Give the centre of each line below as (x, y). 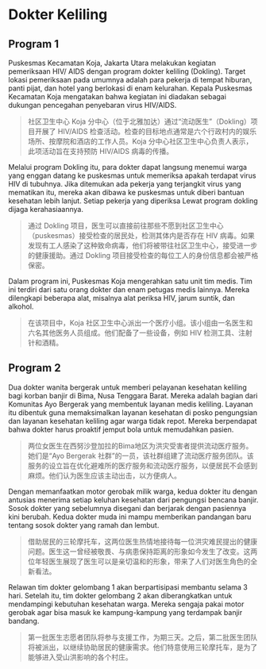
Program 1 (34, 44)
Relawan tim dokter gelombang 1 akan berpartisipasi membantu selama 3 (128, 587)
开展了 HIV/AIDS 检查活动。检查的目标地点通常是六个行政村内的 (139, 131)
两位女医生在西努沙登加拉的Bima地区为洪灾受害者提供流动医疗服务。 (140, 445)
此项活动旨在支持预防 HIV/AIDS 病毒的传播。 (100, 151)
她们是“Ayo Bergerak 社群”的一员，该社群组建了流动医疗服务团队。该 (141, 456)
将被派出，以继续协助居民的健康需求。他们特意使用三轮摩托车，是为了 (143, 647)
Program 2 (35, 368)
